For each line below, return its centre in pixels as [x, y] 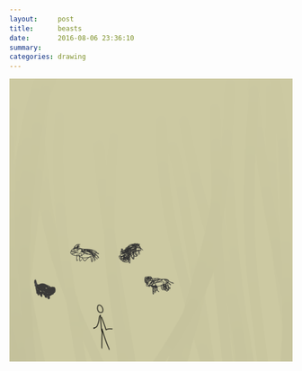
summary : [26, 48]
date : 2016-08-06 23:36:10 [72, 38]
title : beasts [46, 28]
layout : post [42, 19]
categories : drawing [48, 57]
